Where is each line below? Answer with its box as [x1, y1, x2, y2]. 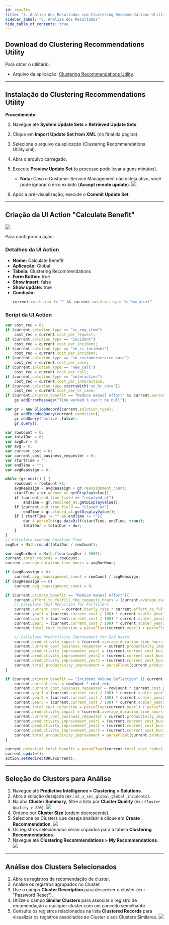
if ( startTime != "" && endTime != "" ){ [14, 514, 102, 519]
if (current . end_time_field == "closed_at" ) [14, 504, 109, 509]
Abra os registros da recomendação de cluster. [12, 876, 110, 882]
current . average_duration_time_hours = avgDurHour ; [5, 560, 116, 566]
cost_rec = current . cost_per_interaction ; [14, 379, 105, 384]
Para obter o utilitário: [5, 61, 50, 68]
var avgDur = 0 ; [5, 439, 39, 444]
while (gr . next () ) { [5, 477, 51, 482]
